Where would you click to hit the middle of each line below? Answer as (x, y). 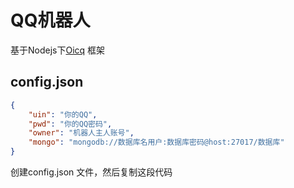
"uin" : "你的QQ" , (63, 114)
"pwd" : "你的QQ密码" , (70, 124)
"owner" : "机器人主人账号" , (81, 133)
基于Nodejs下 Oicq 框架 (58, 50)
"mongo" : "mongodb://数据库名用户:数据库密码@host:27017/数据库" (156, 142)
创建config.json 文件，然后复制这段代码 (91, 172)
